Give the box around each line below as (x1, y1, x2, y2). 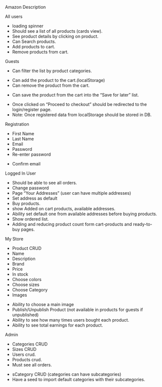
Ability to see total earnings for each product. (12, 322, 103, 328)
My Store (5, 236, 23, 242)
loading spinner (12, 23, 44, 29)
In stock (12, 271, 28, 277)
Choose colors (12, 277, 42, 282)
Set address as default (12, 195, 57, 201)
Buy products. (12, 201, 40, 206)
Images (12, 292, 27, 298)
